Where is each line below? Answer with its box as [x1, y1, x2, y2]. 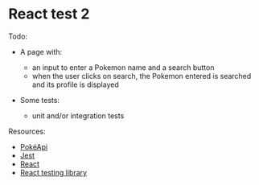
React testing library [19, 167, 87, 177]
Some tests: [19, 95, 60, 105]
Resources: [8, 126, 46, 136]
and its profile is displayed [31, 80, 119, 89]
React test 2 [8, 5, 90, 23]
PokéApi [19, 142, 48, 151]
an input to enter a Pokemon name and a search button [31, 62, 215, 72]
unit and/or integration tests [31, 110, 125, 121]
